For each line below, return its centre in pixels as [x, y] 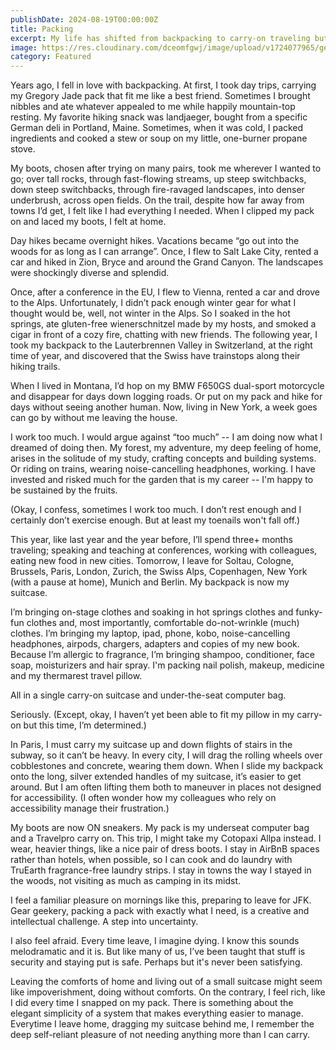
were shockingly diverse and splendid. [90, 273]
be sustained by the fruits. [64, 490]
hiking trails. [35, 367]
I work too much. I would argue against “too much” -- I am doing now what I [166, 437]
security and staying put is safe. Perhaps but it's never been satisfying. [156, 962]
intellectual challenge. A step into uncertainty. [104, 922]
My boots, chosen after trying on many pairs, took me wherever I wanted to [166, 168]
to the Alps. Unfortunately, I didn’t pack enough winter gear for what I [153, 303]
